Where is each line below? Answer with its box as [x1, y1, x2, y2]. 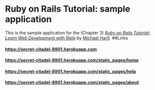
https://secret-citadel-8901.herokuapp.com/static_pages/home [5, 57, 139, 63]
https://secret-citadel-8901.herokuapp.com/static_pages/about [5, 79, 139, 86]
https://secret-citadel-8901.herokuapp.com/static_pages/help [5, 68, 136, 74]
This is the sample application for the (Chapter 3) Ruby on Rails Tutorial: [5, 30, 151, 36]
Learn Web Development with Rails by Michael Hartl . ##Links [5, 35, 129, 41]
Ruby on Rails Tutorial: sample [5, 3, 131, 15]
